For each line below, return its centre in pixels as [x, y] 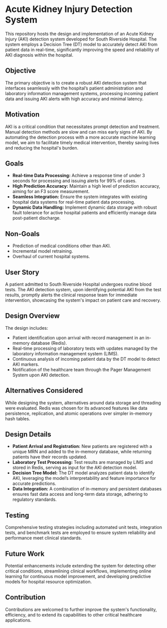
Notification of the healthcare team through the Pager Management [82, 369]
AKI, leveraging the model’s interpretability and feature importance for [84, 478]
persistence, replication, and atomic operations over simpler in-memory [79, 413]
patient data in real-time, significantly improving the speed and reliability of [82, 50]
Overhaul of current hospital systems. [51, 257]
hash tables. [18, 418]
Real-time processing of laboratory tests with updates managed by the [85, 348]
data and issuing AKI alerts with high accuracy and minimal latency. [74, 99]
